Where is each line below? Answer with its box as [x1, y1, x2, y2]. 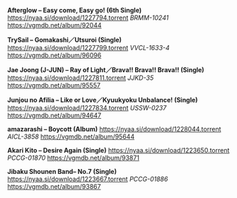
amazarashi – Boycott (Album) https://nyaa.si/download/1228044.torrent [7, 125, 221, 133]
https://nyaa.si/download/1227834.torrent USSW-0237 [7, 104, 167, 112]
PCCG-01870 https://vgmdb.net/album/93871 [7, 153, 140, 162]
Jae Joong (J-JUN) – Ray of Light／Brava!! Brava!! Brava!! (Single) [7, 66, 204, 74]
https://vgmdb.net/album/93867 [7, 182, 101, 190]
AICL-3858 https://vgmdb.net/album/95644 [7, 132, 135, 141]
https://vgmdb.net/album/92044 [7, 21, 102, 29]
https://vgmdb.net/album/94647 [7, 111, 101, 120]
